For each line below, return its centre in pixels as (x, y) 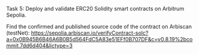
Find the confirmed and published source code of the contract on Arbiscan (99, 27)
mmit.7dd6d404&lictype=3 (40, 45)
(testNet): (18, 33)
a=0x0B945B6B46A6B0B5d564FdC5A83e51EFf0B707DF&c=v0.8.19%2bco (99, 39)
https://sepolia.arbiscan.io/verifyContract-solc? (90, 33)
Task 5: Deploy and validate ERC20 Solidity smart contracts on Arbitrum (95, 9)
